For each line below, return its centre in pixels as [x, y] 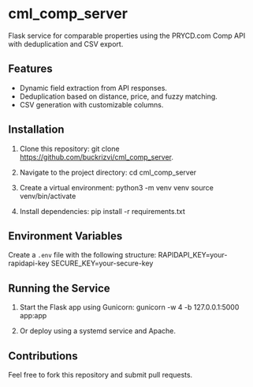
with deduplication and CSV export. [66, 43]
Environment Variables [65, 236]
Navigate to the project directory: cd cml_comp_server [108, 172]
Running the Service [59, 288]
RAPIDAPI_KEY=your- [193, 255]
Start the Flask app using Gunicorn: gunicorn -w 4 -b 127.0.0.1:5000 [129, 307]
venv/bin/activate [48, 196]
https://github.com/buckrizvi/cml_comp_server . [96, 157]
